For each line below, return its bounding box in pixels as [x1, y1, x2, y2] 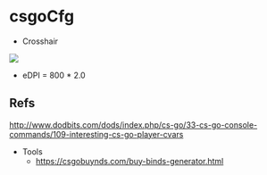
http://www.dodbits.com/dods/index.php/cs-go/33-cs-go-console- [9, 119, 258, 130]
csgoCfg [9, 6, 74, 27]
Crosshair [21, 36, 59, 46]
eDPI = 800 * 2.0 [21, 70, 87, 80]
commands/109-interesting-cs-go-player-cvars [9, 129, 184, 139]
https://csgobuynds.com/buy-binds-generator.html [35, 155, 224, 166]
